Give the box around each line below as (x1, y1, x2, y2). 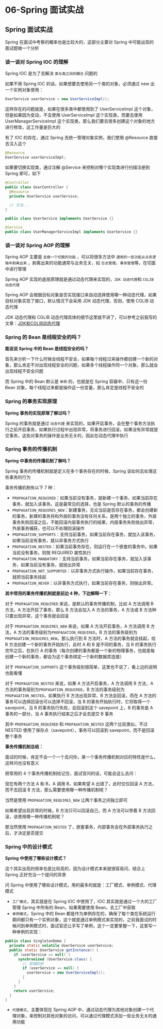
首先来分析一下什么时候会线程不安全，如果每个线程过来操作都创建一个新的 (5, 356, 154, 362)
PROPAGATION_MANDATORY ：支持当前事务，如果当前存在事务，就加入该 (12, 556, 147, 561)
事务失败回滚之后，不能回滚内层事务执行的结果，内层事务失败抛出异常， (12, 519, 157, 525)
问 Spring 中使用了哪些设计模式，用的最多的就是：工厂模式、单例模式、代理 (5, 882, 157, 888)
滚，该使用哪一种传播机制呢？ (5, 813, 65, 819)
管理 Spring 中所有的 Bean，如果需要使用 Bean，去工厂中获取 (12, 904, 136, 910)
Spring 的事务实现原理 (5, 398, 57, 405)
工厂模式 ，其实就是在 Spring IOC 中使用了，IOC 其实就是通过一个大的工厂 (12, 899, 158, 904)
